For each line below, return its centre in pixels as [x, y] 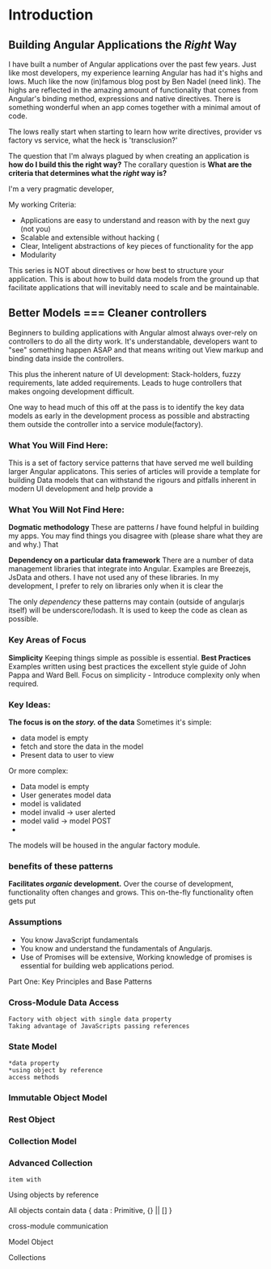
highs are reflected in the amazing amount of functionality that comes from [133, 90]
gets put [22, 901]
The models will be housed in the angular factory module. [104, 845]
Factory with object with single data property [90, 1019]
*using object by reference [56, 1070]
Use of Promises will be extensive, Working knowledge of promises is [136, 957]
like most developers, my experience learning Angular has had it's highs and [135, 73]
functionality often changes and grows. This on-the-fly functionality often [131, 892]
